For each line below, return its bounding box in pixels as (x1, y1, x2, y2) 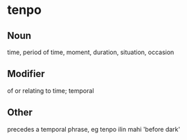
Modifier (7, 68, 45, 80)
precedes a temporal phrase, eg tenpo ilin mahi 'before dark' (7, 125, 181, 133)
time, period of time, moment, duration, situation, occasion (7, 48, 175, 56)
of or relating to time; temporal (7, 86, 95, 95)
